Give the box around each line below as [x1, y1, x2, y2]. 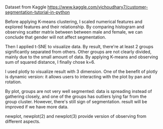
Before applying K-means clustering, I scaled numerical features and [5, 19, 143, 24]
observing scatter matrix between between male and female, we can [5, 29, 143, 35]
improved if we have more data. [5, 104, 69, 110]
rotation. [5, 79, 22, 85]
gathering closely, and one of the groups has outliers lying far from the [5, 93, 147, 99]
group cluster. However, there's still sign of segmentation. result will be [5, 99, 147, 104]
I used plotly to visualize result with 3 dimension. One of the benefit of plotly [5, 69, 158, 74]
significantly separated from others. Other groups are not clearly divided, [5, 49, 152, 55]
